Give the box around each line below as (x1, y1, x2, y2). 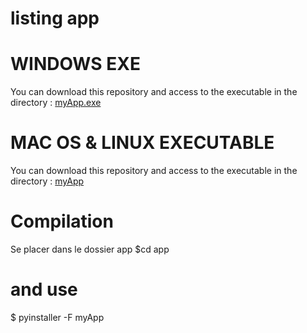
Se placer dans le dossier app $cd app (10, 243, 170, 255)
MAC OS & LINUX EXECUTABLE (10, 132, 275, 154)
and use (10, 278, 78, 301)
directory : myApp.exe (10, 97, 102, 109)
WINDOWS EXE (10, 53, 141, 76)
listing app (10, 7, 100, 30)
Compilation (10, 210, 114, 233)
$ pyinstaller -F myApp (10, 311, 105, 323)
